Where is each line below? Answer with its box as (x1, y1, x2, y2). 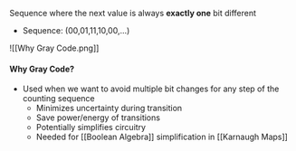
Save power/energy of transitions (35, 112, 161, 123)
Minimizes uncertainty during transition (35, 103, 183, 114)
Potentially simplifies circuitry (35, 122, 147, 133)
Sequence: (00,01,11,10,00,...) (22, 25, 130, 35)
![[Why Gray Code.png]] (9, 42, 100, 53)
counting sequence (22, 93, 95, 104)
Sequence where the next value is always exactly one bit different (9, 8, 256, 18)
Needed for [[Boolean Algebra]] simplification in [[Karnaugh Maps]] (35, 131, 288, 143)
